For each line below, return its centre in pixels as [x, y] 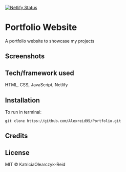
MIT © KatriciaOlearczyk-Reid [35, 165]
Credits [17, 136]
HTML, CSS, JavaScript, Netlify [37, 85]
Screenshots [25, 56]
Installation [22, 100]
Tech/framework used [40, 73]
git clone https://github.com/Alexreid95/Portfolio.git [63, 121]
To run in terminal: [23, 112]
